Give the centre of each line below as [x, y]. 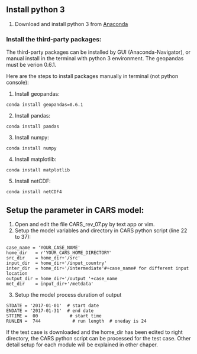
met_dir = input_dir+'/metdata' [50, 284]
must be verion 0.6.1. [31, 65]
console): [17, 83]
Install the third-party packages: [54, 39]
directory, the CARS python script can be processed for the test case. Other [98, 338]
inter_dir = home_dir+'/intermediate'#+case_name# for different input [98, 268]
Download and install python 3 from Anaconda [71, 24]
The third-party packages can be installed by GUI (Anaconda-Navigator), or [98, 52]
